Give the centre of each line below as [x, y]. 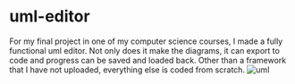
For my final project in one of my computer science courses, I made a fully [146, 41]
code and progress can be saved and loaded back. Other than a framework [148, 60]
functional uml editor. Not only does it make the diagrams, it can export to [144, 50]
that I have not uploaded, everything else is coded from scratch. [127, 70]
